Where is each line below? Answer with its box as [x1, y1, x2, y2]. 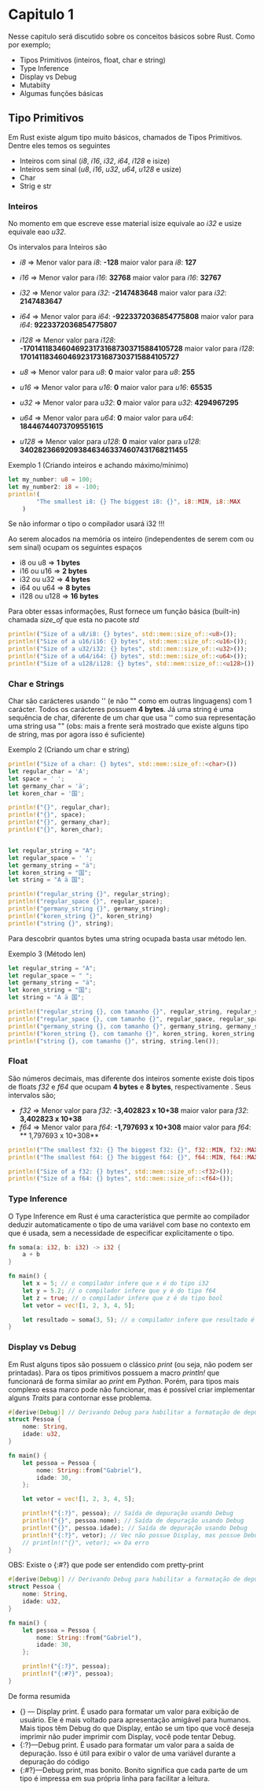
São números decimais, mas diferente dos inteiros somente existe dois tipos [8, 1073, 255, 1083]
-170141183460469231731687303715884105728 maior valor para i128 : [19, 344, 255, 354]
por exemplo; [8, 39, 51, 49]
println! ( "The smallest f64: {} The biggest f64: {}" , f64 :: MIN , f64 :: [8, 1153, 247, 1161]
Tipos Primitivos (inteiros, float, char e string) [19, 55, 167, 65]
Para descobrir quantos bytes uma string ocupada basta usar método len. [8, 933, 247, 943]
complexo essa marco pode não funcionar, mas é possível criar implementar [8, 1385, 255, 1394]
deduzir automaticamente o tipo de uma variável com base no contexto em [8, 1219, 251, 1229]
